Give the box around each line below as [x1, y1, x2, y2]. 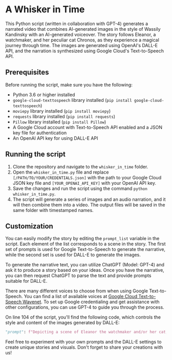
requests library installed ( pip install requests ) [12, 113, 116, 119]
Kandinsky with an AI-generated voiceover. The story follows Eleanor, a [5, 31, 156, 37]
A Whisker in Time [5, 4, 85, 15]
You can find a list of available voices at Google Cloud [24, 293, 138, 300]
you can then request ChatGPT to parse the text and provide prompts [5, 272, 152, 279]
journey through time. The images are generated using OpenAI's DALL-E [5, 42, 158, 48]
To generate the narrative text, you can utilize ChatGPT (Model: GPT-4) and [5, 262, 165, 268]
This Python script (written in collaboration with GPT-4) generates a [5, 20, 148, 27]
